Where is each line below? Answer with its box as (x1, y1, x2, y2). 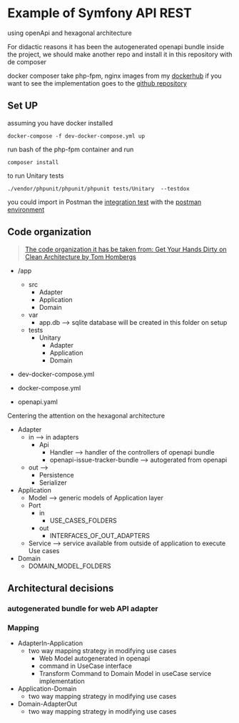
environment (7, 205, 45, 213)
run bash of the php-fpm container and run (7, 145, 134, 153)
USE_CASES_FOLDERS (49, 516, 118, 525)
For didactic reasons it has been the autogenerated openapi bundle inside (7, 42, 225, 51)
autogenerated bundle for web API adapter (7, 603, 158, 613)
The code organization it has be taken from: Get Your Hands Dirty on (24, 245, 227, 253)
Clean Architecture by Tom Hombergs (24, 252, 137, 261)
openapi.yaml (17, 398, 59, 406)
